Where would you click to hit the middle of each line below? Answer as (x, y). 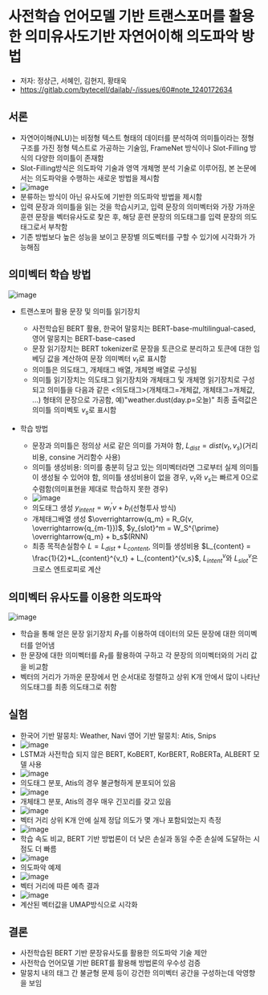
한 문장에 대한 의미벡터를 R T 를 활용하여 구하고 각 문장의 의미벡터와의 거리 (134, 656)
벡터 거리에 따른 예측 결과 (60, 886)
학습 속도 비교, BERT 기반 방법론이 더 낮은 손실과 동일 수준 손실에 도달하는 (136, 838)
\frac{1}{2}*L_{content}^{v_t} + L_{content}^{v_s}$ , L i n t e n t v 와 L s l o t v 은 (145, 558)
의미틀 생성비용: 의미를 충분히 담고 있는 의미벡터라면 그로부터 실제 (135, 467)
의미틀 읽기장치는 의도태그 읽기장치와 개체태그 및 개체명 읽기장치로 (136, 380)
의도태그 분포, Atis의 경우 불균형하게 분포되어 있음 (98, 783)
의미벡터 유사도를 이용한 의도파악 (85, 597)
